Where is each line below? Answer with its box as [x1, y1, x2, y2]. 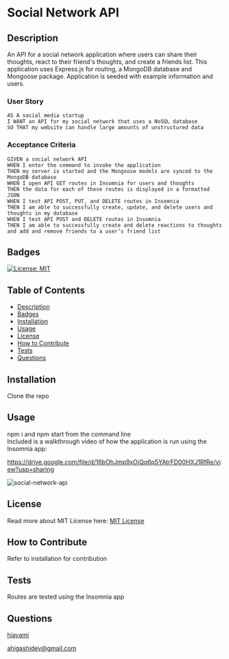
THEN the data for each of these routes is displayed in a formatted [7, 185, 210, 193]
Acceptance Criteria [7, 140, 76, 150]
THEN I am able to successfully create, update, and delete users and [7, 204, 213, 211]
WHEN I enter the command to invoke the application [7, 161, 161, 169]
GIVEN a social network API [7, 156, 88, 163]
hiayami [7, 631, 29, 639]
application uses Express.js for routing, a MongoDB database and [7, 65, 192, 73]
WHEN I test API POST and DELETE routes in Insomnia [7, 216, 161, 222]
